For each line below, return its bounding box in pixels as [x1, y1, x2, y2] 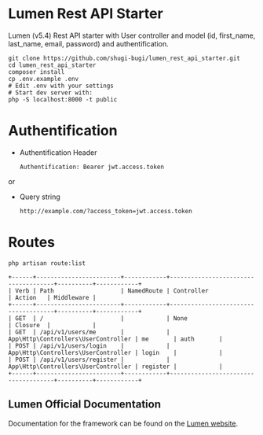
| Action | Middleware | [8, 293, 97, 301]
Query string [19, 192, 60, 201]
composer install [8, 68, 65, 76]
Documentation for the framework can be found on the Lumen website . [8, 418, 238, 428]
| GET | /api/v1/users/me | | [8, 328, 170, 336]
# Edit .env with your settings [8, 82, 114, 90]
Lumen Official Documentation [8, 398, 162, 411]
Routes [8, 234, 55, 252]
